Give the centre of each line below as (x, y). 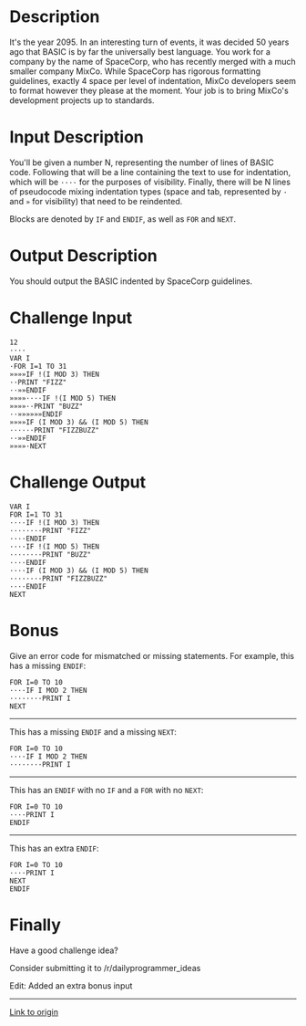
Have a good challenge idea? (64, 950)
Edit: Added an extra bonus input (71, 985)
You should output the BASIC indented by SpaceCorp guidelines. (131, 281)
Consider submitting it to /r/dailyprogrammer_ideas (105, 968)
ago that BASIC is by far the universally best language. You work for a (140, 51)
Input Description (76, 137)
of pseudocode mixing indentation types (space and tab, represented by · (149, 191)
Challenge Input (71, 318)
